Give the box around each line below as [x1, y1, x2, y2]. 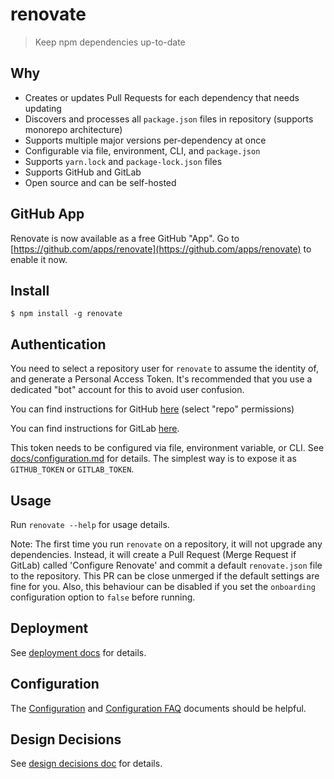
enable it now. [10, 253, 68, 265]
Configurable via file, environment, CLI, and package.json [24, 144, 261, 157]
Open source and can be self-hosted [24, 176, 177, 188]
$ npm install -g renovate [10, 309, 123, 319]
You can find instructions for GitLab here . [10, 423, 180, 435]
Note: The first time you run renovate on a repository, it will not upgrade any [10, 538, 323, 550]
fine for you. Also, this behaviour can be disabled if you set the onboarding [10, 581, 316, 592]
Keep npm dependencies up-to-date [34, 36, 186, 48]
